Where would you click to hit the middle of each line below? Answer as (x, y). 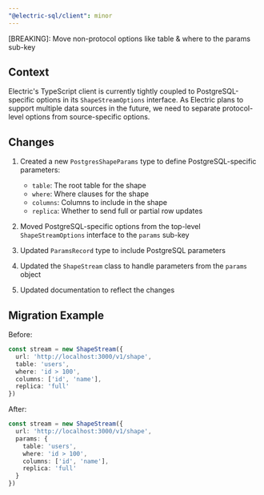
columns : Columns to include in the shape (100, 203)
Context (29, 72)
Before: (20, 335)
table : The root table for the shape (89, 186)
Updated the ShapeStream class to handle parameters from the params (134, 266)
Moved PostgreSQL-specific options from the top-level (110, 227)
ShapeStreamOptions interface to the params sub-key (104, 235)
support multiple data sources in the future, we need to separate (114, 108)
